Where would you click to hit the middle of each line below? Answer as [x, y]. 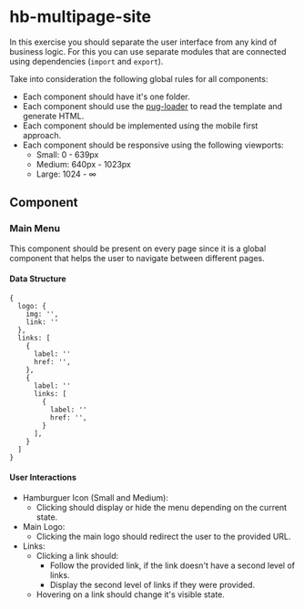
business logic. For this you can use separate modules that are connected [148, 51]
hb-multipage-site [81, 17]
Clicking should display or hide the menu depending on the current [162, 508]
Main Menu [35, 228]
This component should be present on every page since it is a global [138, 249]
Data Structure [38, 279]
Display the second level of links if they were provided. [152, 585]
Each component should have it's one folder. [106, 96]
